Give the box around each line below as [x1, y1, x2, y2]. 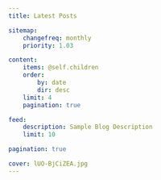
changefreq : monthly [23, 34, 92, 42]
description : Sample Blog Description [23, 123, 153, 132]
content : [8, 56, 38, 65]
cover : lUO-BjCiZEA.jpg [8, 160, 89, 168]
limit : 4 [23, 94, 52, 102]
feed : [8, 115, 27, 123]
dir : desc [37, 86, 70, 94]
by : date [37, 78, 67, 86]
